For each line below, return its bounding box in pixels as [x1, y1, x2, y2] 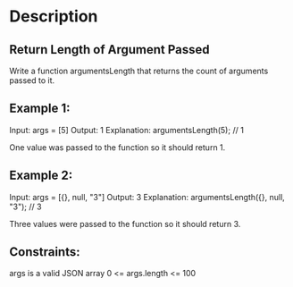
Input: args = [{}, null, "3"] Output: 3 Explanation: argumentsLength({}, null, [9, 191, 286, 202]
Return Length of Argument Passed [9, 42, 210, 57]
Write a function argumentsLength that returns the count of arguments [9, 65, 269, 76]
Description [9, 6, 98, 27]
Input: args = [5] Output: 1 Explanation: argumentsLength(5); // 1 [9, 124, 244, 135]
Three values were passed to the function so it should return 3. [9, 218, 241, 229]
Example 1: [9, 101, 71, 116]
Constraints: [9, 244, 80, 260]
